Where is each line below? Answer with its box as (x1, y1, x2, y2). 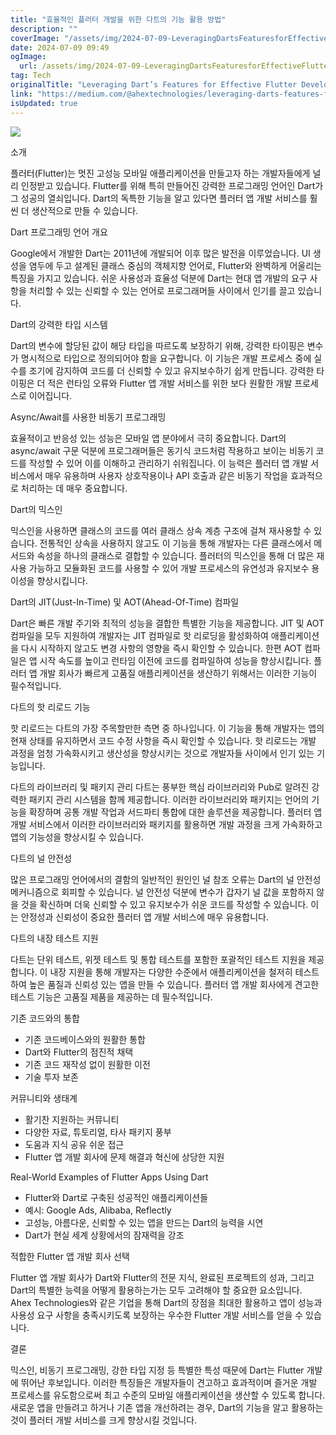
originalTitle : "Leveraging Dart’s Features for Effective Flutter (10, 80, 298, 90)
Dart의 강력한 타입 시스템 (10, 318, 108, 330)
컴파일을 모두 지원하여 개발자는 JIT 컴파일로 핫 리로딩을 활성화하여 (10, 629, 269, 641)
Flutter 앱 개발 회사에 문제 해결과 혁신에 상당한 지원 (24, 1151, 225, 1163)
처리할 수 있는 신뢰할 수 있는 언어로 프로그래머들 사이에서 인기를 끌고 (28, 284, 296, 296)
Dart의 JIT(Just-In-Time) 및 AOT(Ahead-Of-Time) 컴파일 (10, 596, 240, 608)
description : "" (10, 24, 78, 34)
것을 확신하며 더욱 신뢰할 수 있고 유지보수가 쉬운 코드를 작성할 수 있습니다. (20, 898, 309, 910)
